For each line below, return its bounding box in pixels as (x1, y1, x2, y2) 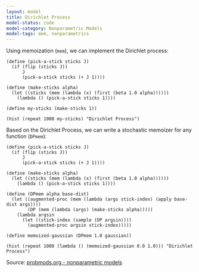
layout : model (6, 8, 42, 15)
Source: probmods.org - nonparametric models (6, 259, 122, 266)
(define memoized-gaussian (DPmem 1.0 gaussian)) (6, 233, 132, 239)
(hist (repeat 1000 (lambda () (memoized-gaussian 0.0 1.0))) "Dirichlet (6, 243, 194, 249)
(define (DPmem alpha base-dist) (6, 191, 89, 197)
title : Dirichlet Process (6, 14, 70, 20)
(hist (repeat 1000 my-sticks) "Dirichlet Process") (6, 116, 140, 122)
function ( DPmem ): (6, 133, 47, 140)
